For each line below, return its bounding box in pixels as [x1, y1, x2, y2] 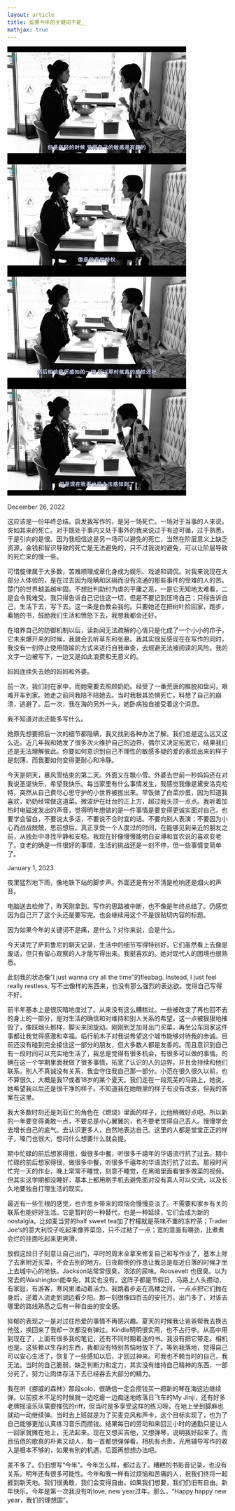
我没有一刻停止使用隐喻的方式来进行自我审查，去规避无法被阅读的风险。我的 [7, 644, 228, 652]
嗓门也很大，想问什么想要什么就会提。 [19, 1134, 130, 1143]
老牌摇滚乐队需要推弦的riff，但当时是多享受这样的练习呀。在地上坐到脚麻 [7, 1402, 218, 1411]
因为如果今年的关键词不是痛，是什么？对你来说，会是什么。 [7, 926, 179, 934]
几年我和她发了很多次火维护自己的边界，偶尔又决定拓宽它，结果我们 [31, 738, 228, 747]
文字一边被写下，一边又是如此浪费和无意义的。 [7, 653, 142, 661]
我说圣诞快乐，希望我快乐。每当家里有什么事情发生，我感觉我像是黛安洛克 [7, 780, 222, 788]
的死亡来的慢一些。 [7, 552, 63, 561]
